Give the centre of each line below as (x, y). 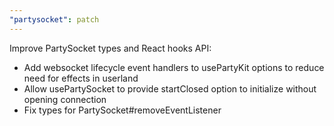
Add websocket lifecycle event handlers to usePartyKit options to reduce (174, 67)
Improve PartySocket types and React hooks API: (110, 48)
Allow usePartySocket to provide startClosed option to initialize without (170, 88)
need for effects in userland (81, 78)
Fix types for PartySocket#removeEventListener (122, 110)
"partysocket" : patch (54, 19)
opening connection (65, 99)
